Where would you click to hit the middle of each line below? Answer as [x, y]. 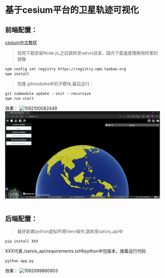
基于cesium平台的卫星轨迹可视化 [72, 10]
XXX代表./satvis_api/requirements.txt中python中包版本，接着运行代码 [75, 251]
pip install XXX [22, 242]
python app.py [20, 261]
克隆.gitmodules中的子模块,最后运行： [55, 84]
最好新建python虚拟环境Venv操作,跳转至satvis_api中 [70, 231]
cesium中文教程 [21, 43]
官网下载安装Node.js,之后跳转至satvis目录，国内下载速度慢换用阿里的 [87, 53]
